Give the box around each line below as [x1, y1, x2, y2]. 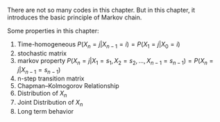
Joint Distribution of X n [17, 98, 83, 108]
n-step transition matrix [17, 74, 85, 82]
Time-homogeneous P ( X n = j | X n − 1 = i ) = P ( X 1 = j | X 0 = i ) [17, 40, 180, 50]
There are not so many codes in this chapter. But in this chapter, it [7, 6, 196, 14]
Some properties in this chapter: [7, 27, 99, 35]
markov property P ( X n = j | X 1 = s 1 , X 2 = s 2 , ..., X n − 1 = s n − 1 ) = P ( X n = [17, 56, 214, 67]
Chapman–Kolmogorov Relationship [17, 82, 119, 90]
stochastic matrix [17, 49, 67, 58]
